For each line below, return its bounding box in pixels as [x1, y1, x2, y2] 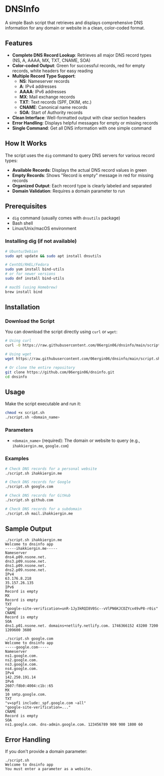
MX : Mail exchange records [19, 94, 76, 100]
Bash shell [12, 220, 33, 226]
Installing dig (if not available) [5, 238, 77, 245]
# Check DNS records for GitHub [5, 493, 71, 498]
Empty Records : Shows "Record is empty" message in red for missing [12, 172, 154, 178]
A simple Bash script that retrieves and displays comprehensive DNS [5, 20, 143, 26]
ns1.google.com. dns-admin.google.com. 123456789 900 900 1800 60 [5, 722, 143, 727]
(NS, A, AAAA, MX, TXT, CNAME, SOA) [12, 57, 91, 63]
